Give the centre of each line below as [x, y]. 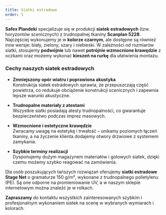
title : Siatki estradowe [31, 10]
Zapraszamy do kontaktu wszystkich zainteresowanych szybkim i [74, 197]
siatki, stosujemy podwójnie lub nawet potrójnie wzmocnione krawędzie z [83, 50]
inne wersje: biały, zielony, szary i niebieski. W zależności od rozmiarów [80, 45]
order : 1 [14, 15]
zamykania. [24, 142]
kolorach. [15, 208]
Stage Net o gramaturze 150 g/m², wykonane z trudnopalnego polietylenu [82, 177]
